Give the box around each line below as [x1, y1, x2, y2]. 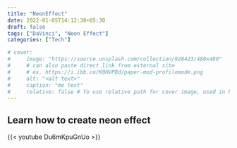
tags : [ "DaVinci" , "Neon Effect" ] [7, 29, 109, 37]
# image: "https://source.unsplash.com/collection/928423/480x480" [7, 55, 222, 63]
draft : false [7, 23, 46, 30]
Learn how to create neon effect [7, 114, 151, 126]
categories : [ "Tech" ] [7, 36, 71, 43]
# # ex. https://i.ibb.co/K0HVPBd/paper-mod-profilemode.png [7, 68, 203, 76]
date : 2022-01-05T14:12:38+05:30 [7, 17, 106, 24]
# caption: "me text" [7, 81, 83, 88]
